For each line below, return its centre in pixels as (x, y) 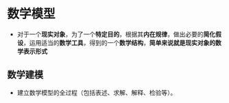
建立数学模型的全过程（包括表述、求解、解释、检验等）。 (97, 92)
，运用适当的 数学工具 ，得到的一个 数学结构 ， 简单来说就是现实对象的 (119, 42)
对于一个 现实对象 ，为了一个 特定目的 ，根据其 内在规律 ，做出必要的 (110, 34)
